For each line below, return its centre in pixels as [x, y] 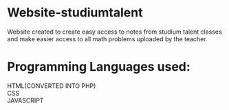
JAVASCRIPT [25, 100]
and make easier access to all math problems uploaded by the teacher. [107, 38]
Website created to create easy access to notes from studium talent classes [115, 32]
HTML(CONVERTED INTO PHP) [52, 86]
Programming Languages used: [99, 67]
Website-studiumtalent [75, 13]
